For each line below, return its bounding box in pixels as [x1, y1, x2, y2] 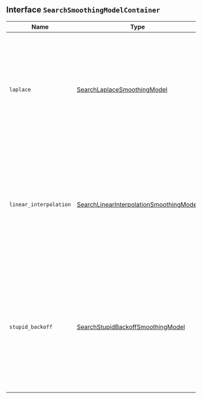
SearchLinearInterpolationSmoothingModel [76, 200, 199, 209]
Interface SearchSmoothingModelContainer [6, 5, 161, 15]
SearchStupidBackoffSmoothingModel [76, 323, 185, 331]
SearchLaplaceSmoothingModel [76, 85, 168, 94]
